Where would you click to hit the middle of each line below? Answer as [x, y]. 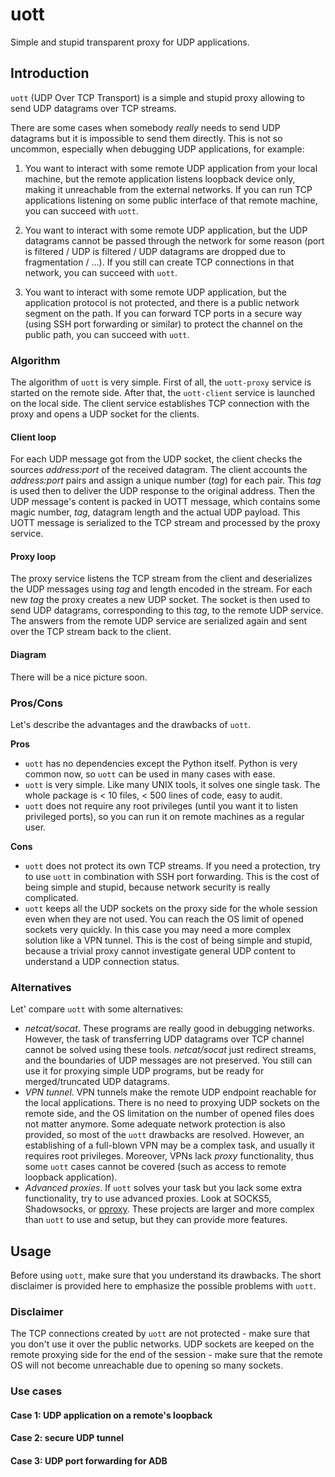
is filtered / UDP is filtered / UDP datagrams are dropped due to [155, 251]
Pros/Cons [36, 703]
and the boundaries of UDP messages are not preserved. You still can [168, 1060]
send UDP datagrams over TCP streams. [93, 108]
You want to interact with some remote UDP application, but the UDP [166, 230]
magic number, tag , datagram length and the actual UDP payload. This [155, 512]
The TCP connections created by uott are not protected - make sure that [160, 1334]
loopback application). [71, 1177]
